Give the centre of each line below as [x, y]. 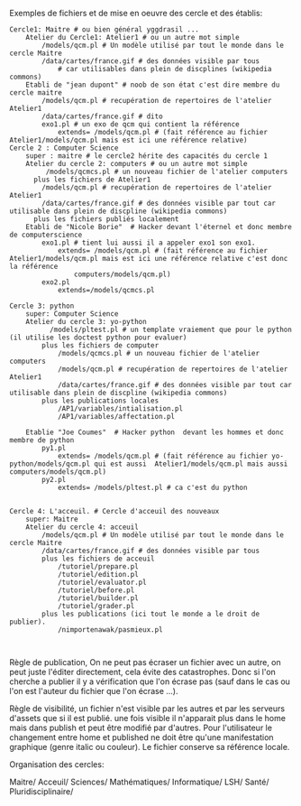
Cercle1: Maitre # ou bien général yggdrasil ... [105, 30]
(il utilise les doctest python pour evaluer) [98, 338]
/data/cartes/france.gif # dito [103, 116]
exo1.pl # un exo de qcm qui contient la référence [141, 125]
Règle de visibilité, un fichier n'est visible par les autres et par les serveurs [147, 709]
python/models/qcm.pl [50, 464]
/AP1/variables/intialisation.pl [120, 409]
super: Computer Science [72, 314]
